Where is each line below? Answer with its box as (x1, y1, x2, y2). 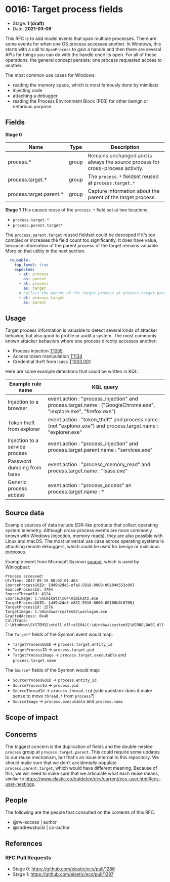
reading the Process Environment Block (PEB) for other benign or (12, 98, 148, 104)
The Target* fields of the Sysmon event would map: (5, 631, 113, 638)
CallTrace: (5, 618, 28, 623)
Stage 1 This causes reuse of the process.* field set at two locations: (5, 206, 149, 213)
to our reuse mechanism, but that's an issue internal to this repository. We (5, 755, 159, 761)
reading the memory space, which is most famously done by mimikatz (12, 82, 159, 88)
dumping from (8, 464, 41, 471)
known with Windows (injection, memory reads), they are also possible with (5, 533, 163, 539)
